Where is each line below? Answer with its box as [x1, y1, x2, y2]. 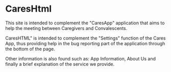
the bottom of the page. [5, 46, 55, 52]
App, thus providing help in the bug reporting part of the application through [5, 40, 165, 46]
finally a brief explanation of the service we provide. [5, 61, 115, 67]
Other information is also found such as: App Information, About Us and [5, 55, 156, 61]
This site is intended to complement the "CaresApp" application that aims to [5, 20, 165, 26]
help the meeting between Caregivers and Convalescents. [5, 25, 128, 31]
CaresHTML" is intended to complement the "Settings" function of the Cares [5, 35, 166, 41]
